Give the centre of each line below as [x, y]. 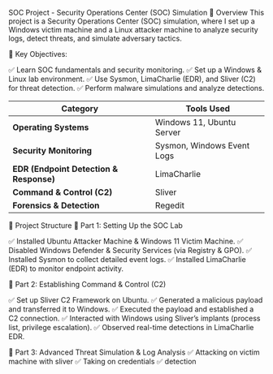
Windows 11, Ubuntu [195, 122]
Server [168, 132]
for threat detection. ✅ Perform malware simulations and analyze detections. [136, 88]
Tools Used [208, 108]
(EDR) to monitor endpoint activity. [66, 269]
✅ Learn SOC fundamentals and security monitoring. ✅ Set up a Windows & [135, 70]
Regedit [170, 205]
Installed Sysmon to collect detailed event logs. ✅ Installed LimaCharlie [127, 259]
